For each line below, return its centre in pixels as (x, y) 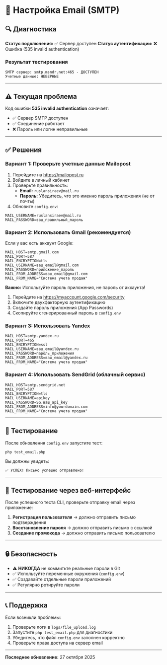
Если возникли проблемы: (33, 617)
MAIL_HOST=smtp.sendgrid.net (35, 385)
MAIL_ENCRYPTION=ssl (27, 345)
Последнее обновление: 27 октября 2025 (50, 657)
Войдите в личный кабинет (41, 180)
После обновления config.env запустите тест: (54, 443)
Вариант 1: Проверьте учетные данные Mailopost (68, 164)
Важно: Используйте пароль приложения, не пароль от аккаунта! (75, 288)
